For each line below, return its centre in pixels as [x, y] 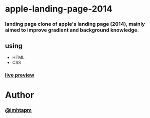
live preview [20, 75]
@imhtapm [18, 110]
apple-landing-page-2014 [59, 9]
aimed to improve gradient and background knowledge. [72, 30]
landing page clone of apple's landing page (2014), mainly [75, 24]
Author [19, 95]
